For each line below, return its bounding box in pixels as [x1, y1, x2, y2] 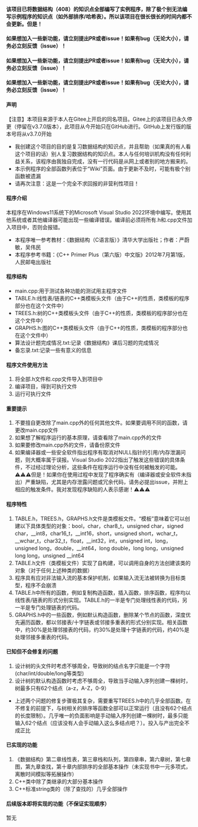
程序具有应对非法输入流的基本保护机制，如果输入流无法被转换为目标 [14, 574, 181, 581]
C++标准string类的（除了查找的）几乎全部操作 [14, 786, 128, 792]
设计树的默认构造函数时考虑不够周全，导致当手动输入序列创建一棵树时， [14, 677, 191, 684]
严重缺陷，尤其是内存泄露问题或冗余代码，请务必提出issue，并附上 [25, 479, 189, 486]
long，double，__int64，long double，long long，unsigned [38, 544, 184, 552]
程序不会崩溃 [25, 581, 57, 589]
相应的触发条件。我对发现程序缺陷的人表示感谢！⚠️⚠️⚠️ [14, 486, 151, 493]
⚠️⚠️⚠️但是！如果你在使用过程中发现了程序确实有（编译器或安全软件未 [14, 471, 187, 478]
